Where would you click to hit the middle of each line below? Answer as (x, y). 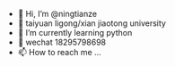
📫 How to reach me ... (59, 52)
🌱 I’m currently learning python (75, 33)
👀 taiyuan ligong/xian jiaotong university (92, 23)
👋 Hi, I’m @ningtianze (57, 14)
